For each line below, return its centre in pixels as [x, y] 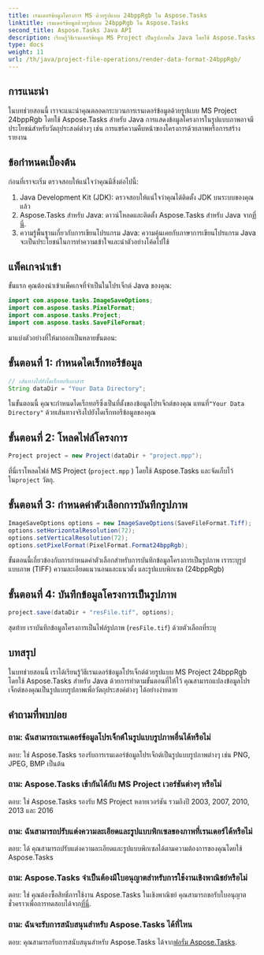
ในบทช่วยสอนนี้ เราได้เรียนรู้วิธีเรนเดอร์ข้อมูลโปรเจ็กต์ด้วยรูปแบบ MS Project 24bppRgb [128, 672]
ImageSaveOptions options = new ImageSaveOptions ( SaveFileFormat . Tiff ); [130, 523]
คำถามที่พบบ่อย [37, 715]
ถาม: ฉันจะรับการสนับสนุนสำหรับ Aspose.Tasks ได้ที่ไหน [100, 925]
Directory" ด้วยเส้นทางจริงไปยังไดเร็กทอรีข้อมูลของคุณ [82, 412]
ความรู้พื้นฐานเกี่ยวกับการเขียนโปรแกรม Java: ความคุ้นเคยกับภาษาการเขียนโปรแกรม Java [138, 233]
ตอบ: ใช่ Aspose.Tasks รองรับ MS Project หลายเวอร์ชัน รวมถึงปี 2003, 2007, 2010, [129, 801]
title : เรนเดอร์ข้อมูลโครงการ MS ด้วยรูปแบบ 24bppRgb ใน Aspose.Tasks [108, 15]
